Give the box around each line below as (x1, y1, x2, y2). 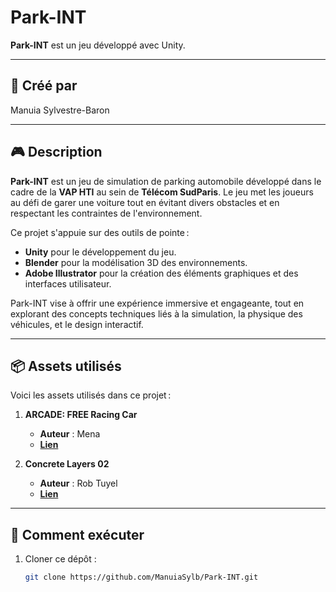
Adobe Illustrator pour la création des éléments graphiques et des (24, 267, 299, 279)
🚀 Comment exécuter (10, 526, 145, 543)
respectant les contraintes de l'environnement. (10, 207, 203, 219)
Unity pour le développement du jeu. (24, 246, 177, 258)
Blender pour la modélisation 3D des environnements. (24, 256, 248, 268)
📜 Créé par (10, 77, 78, 95)
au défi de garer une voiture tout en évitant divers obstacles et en (10, 196, 280, 208)
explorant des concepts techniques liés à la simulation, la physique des (10, 307, 303, 320)
